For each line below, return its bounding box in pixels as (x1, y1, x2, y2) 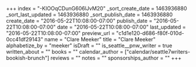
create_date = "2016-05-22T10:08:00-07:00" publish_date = (6, 17, 153, 24)
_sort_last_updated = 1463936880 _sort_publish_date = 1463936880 (6, 11, 173, 18)
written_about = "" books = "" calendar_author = (6, 48, 124, 55)
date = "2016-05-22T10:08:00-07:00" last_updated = (57, 23, 187, 30)
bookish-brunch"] (6, 55, 49, 61)
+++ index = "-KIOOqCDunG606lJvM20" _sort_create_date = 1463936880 (6, 5, 187, 12)
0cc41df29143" (6, 36, 44, 43)
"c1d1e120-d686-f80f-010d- (116, 30, 184, 37)
